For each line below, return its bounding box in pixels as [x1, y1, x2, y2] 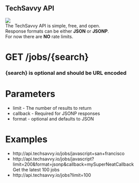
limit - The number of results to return [12, 105, 92, 111]
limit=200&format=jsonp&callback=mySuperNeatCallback [12, 161, 134, 167]
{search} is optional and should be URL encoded [5, 69, 127, 76]
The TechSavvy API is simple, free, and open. [5, 22, 100, 28]
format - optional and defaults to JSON [12, 115, 94, 121]
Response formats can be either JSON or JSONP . [5, 28, 109, 34]
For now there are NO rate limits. [5, 33, 74, 40]
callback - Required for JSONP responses [12, 110, 100, 116]
